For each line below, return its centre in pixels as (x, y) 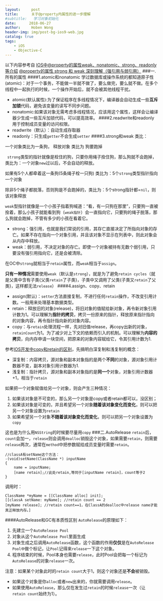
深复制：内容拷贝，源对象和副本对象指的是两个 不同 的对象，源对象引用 (82, 359)
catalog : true (19, 37)
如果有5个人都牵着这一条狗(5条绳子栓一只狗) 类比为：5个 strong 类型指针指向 (81, 173)
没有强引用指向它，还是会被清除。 (51, 253)
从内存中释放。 (27, 241)
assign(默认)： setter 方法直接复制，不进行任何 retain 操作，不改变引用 (82, 296)
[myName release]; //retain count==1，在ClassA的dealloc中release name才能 (81, 505)
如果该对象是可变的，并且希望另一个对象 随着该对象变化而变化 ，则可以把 (84, 404)
